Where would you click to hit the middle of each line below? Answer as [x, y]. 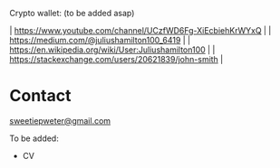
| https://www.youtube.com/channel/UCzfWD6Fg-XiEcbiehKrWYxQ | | [140, 30]
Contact [40, 96]
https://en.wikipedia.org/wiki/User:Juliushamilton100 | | [112, 50]
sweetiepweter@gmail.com [60, 120]
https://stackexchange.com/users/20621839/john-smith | [116, 59]
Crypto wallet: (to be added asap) [72, 13]
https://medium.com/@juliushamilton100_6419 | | [100, 40]
